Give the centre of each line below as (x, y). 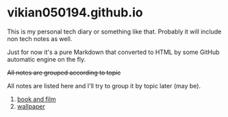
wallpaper (31, 106)
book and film (36, 99)
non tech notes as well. (40, 38)
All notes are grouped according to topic (64, 73)
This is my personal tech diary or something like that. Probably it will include (114, 31)
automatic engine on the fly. (47, 59)
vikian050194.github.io (75, 13)
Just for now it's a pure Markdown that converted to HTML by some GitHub (114, 52)
